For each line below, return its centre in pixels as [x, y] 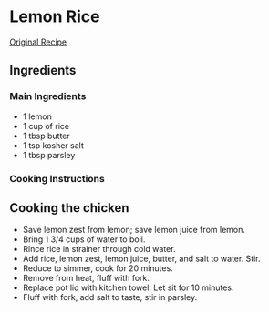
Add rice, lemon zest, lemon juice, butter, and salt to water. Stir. [141, 259]
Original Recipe [38, 42]
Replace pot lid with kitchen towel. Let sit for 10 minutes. [128, 287]
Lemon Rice [55, 17]
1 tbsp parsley [49, 155]
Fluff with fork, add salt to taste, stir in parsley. [110, 297]
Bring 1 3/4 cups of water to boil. [84, 239]
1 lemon [37, 116]
